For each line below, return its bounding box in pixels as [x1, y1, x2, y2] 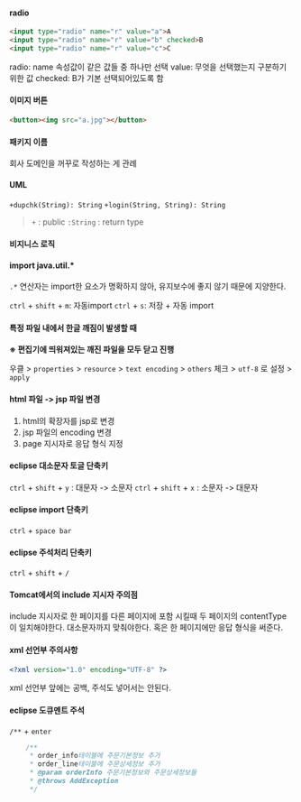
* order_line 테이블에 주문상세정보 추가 [29, 760, 160, 769]
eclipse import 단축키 [9, 504, 88, 515]
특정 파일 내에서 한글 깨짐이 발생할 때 [9, 322, 137, 333]
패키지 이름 [9, 136, 48, 147]
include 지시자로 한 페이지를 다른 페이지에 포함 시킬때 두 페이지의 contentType [9, 611, 287, 622]
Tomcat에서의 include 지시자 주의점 [9, 589, 138, 600]
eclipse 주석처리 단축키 [9, 547, 92, 558]
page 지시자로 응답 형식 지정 [22, 438, 123, 448]
